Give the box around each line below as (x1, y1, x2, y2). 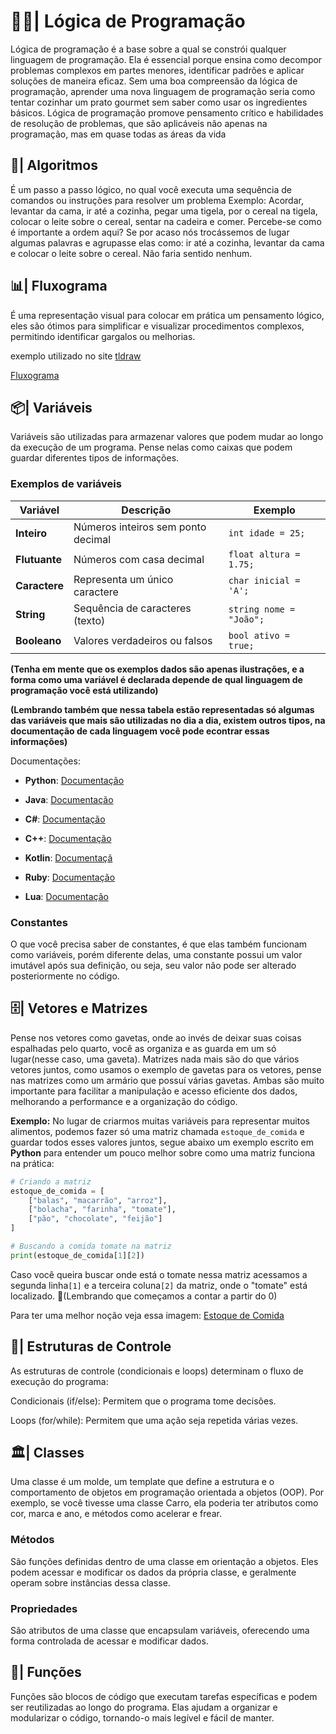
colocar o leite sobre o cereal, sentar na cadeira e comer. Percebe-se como (10, 215, 322, 227)
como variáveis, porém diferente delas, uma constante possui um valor (10, 948, 303, 960)
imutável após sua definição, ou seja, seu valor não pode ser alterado (10, 959, 297, 971)
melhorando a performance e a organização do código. (10, 1095, 238, 1107)
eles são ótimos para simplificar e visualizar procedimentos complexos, (10, 320, 305, 332)
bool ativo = (228, 630, 290, 641)
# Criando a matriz (10, 1176, 92, 1187)
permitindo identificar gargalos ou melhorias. (10, 330, 196, 342)
